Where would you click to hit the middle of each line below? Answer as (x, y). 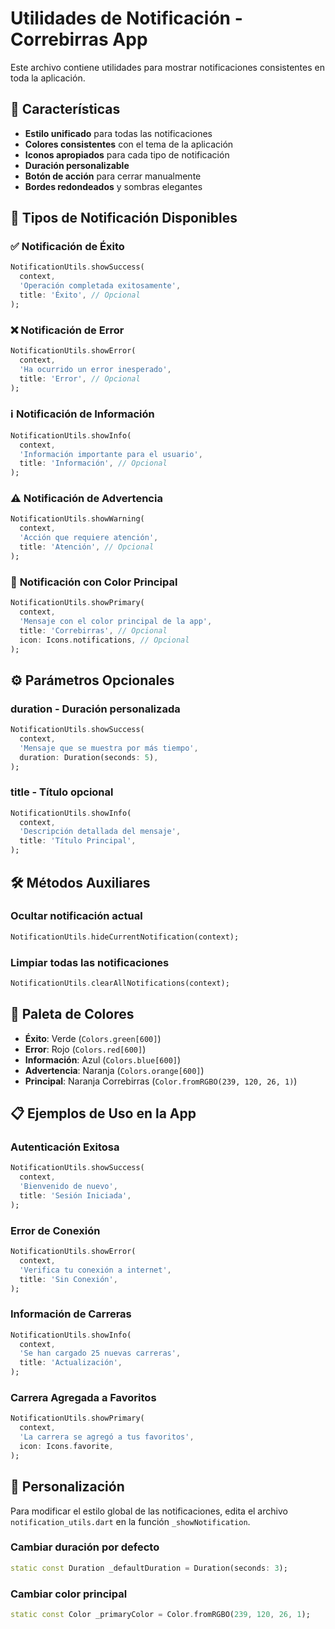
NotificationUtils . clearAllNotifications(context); (120, 983)
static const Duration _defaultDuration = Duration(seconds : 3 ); (149, 1568)
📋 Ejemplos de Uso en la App (103, 1113)
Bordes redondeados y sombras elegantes (113, 186)
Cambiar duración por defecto (85, 1547)
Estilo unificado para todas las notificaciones (118, 133)
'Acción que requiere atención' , (89, 538)
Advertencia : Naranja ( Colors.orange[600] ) (114, 1070)
